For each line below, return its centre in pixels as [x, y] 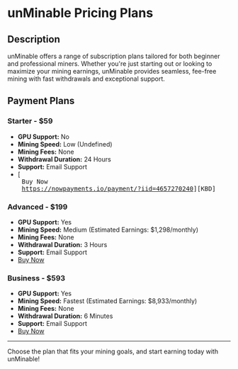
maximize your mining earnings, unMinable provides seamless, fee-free [112, 71]
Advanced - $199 [38, 207]
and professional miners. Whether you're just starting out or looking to [110, 64]
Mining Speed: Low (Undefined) [65, 144]
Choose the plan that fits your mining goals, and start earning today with [113, 351]
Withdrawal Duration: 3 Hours [62, 244]
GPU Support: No [43, 137]
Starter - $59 [30, 121]
